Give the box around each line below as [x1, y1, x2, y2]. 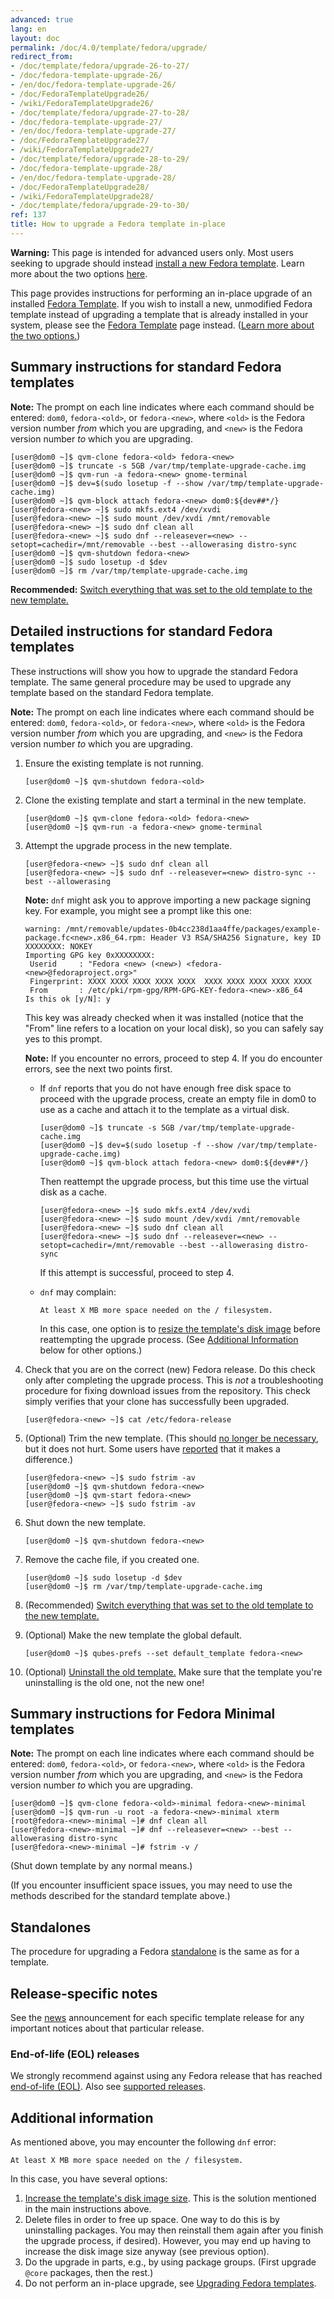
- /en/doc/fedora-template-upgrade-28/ [10, 172, 177, 183]
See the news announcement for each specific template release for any [10, 2011, 305, 2023]
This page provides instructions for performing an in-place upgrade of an [10, 287, 313, 299]
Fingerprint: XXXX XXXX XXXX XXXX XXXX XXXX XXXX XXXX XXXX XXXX [29, 976, 312, 986]
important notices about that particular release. [10, 2022, 205, 2034]
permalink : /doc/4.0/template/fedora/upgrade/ [10, 42, 208, 53]
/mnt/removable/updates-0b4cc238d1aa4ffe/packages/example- [65, 924, 322, 934]
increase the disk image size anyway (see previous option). [24, 2246, 270, 2258]
